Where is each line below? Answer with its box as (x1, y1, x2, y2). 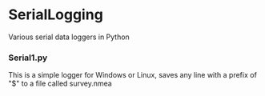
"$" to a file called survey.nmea (8, 78, 112, 89)
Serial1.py (8, 52, 48, 63)
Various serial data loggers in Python (8, 32, 130, 42)
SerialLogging (8, 6, 104, 24)
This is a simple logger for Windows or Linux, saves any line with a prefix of (8, 70, 258, 80)
